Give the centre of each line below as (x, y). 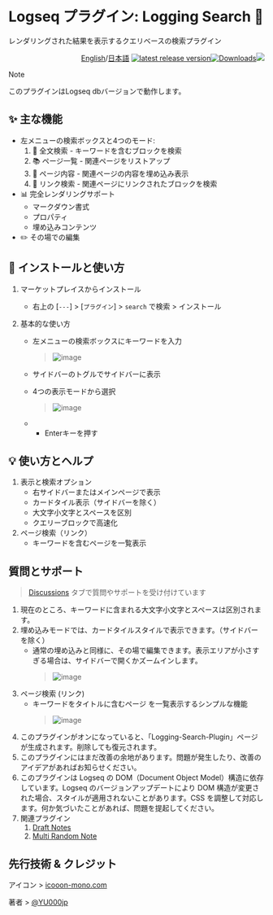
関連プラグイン (45, 818)
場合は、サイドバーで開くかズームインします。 (124, 661)
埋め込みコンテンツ (65, 227)
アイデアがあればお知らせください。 (80, 768)
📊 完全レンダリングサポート (67, 194)
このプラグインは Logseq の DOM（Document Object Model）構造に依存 (142, 777)
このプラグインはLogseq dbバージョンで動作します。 (97, 91)
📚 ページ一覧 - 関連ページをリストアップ (101, 160)
